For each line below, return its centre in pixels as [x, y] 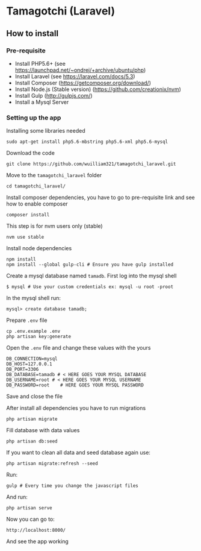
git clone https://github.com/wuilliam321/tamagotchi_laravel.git [91, 164]
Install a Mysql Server [42, 102]
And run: [17, 497]
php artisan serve [29, 508]
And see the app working [38, 541]
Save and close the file [35, 397]
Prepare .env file [27, 320]
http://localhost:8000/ [36, 531]
